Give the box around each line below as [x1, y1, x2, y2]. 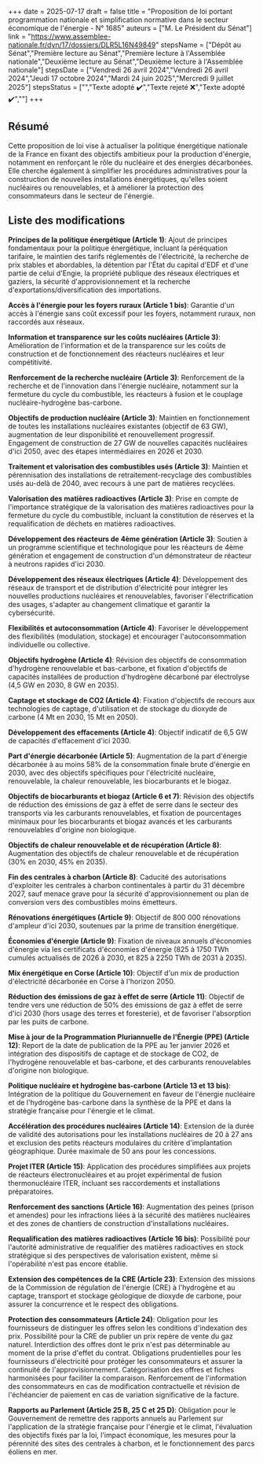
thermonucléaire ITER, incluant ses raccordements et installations [8, 1178, 221, 1187]
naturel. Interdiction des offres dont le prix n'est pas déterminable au [8, 1339, 230, 1349]
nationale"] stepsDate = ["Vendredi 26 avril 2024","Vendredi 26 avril [8, 65, 229, 74]
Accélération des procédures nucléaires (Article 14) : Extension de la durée [8, 1121, 254, 1131]
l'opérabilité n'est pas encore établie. [8, 1259, 128, 1269]
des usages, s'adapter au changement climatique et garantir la [8, 599, 210, 609]
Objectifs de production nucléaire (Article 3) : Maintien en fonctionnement [8, 413, 250, 422]
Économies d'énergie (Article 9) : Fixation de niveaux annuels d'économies [8, 936, 252, 946]
